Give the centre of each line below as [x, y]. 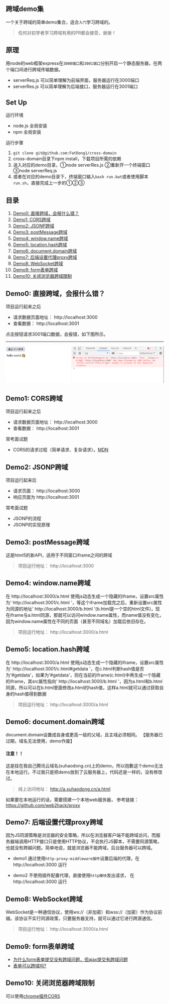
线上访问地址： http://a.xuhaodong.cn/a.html [64, 789]
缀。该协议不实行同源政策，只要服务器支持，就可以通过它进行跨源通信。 [80, 919]
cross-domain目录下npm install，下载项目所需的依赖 [67, 159]
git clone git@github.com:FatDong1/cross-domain [65, 153]
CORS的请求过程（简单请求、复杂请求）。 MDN [61, 450]
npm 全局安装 [27, 132]
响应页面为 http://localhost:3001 [46, 497]
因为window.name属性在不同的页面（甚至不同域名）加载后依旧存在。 [77, 621]
